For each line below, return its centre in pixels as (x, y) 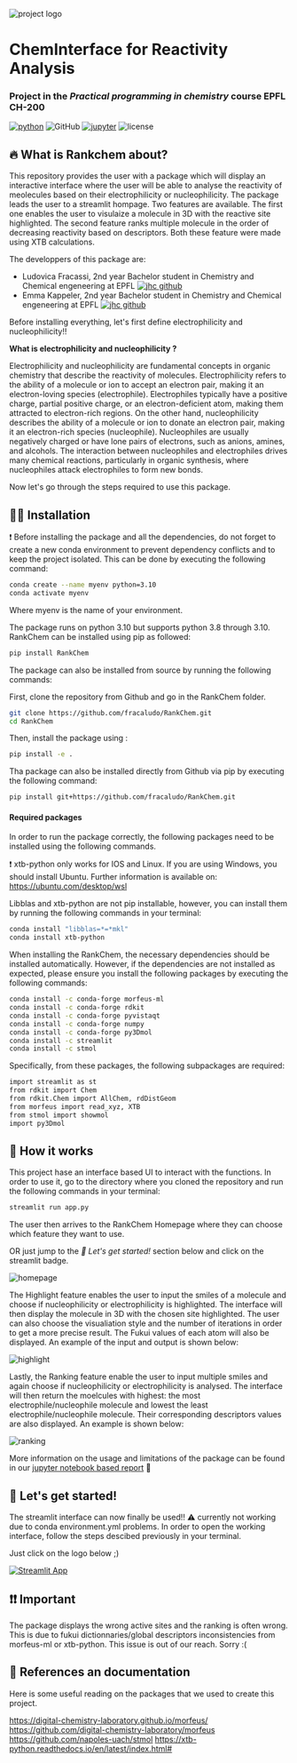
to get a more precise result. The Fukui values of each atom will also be (139, 1333)
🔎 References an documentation (100, 1672)
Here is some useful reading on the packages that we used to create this (142, 1694)
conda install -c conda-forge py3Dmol (81, 1032)
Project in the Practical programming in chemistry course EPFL (148, 96)
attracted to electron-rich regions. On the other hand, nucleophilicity (134, 413)
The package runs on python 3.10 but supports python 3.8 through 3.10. (140, 627)
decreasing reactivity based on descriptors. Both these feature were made (145, 233)
